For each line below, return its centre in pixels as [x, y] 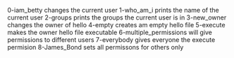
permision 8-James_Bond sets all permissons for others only [96, 47]
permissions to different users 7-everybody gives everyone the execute [111, 40]
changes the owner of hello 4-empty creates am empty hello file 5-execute [116, 25]
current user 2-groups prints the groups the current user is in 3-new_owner [117, 17]
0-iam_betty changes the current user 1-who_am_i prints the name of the [113, 10]
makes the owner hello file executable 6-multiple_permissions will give [110, 32]
